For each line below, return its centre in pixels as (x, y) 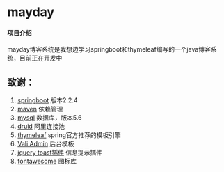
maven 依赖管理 (40, 109)
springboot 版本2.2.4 (47, 100)
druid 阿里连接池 (41, 127)
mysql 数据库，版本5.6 (49, 118)
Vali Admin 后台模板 (46, 144)
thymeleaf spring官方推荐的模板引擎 (69, 135)
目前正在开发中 (41, 58)
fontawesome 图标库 (47, 162)
